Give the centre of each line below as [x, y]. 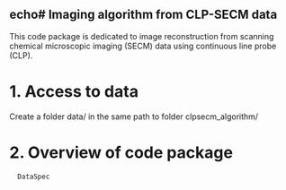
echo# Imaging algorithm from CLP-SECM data [143, 15]
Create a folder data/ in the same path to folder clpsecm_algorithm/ [134, 117]
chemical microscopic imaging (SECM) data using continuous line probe [143, 46]
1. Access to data [74, 91]
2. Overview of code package [121, 152]
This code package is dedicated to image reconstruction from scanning [142, 36]
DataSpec [34, 177]
